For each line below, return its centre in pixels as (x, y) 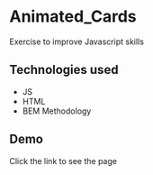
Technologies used (64, 70)
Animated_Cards (73, 17)
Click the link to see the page (63, 161)
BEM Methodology (57, 111)
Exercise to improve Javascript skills (76, 41)
